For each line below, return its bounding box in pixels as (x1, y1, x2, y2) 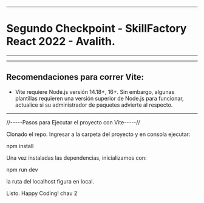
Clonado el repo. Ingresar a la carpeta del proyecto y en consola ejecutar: (6, 130, 191, 138)
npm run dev (6, 166, 38, 173)
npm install (6, 142, 34, 149)
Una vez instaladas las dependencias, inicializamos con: (6, 154, 147, 162)
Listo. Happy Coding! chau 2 (6, 190, 78, 197)
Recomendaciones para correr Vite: (6, 72, 144, 82)
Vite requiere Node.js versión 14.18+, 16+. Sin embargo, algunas (15, 88, 175, 95)
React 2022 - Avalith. (6, 35, 115, 49)
